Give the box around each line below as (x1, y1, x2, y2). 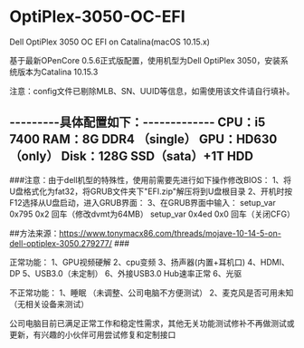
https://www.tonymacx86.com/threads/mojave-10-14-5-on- (58, 227, 282, 238)
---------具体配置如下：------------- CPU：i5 (9, 115, 266, 130)
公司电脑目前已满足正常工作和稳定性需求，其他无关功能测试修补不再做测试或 (9, 317, 295, 328)
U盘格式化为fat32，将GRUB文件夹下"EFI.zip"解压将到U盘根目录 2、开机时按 (9, 186, 292, 197)
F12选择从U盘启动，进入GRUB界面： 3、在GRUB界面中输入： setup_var (9, 197, 276, 208)
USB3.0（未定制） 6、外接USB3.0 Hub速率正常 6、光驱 (34, 267, 242, 278)
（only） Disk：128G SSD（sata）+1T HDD (9, 149, 253, 164)
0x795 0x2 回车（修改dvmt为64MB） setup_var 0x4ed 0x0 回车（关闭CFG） (9, 208, 296, 219)
